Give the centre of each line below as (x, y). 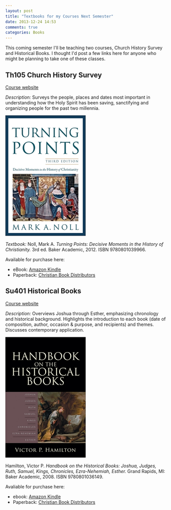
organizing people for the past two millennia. (53, 108)
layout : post (19, 11)
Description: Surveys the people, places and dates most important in (78, 97)
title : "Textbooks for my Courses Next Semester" (60, 16)
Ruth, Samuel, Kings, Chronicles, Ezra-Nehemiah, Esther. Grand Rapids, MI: (85, 471)
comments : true (22, 27)
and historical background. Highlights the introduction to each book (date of (85, 319)
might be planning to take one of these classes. (55, 59)
